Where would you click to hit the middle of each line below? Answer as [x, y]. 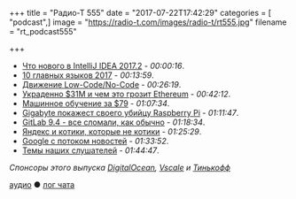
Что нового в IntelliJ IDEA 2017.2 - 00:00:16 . [103, 66]
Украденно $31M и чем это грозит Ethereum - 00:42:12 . [126, 94]
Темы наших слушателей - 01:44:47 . [90, 150]
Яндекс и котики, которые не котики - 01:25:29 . [112, 131]
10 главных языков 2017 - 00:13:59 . [88, 75]
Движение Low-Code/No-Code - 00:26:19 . [101, 84]
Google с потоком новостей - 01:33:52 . [95, 141]
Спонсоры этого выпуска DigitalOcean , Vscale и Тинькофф [120, 168]
